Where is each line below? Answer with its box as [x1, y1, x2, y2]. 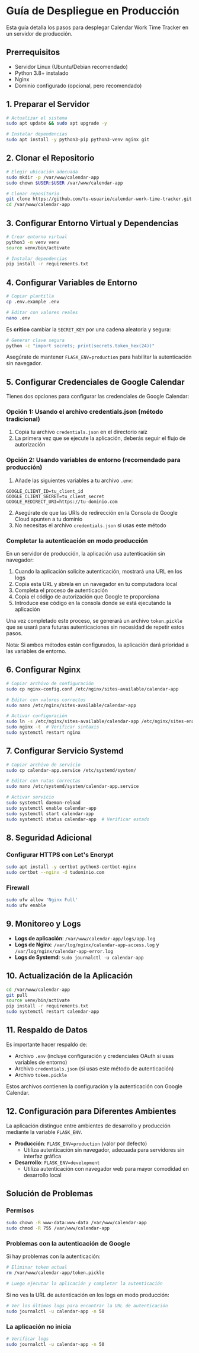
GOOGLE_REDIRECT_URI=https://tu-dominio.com [6, 499, 118, 505]
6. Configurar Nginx [6, 665, 81, 675]
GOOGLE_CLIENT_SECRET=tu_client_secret [6, 493, 105, 499]
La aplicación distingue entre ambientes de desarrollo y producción [6, 1122, 171, 1129]
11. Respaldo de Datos [6, 1025, 88, 1035]
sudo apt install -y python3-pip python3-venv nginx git [6, 137, 150, 143]
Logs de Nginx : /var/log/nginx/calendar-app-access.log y [14, 941, 159, 948]
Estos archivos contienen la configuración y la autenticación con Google [6, 1082, 182, 1090]
